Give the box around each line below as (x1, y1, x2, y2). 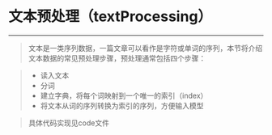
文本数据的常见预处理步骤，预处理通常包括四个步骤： (28, 53, 206, 63)
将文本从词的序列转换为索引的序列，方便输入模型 (40, 100, 204, 110)
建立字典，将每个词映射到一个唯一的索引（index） (40, 91, 208, 100)
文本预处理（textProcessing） (8, 7, 213, 26)
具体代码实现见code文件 (28, 118, 109, 128)
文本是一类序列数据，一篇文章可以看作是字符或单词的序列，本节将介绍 (28, 43, 263, 53)
